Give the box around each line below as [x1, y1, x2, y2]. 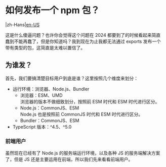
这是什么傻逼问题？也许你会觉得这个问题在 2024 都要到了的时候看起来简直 [5, 32, 161, 38]
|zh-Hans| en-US [5, 21, 39, 28]
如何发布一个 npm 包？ [5, 5, 100, 16]
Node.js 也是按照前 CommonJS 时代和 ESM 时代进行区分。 [20, 111, 143, 117]
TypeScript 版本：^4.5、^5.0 [12, 124, 72, 130]
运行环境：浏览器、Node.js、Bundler [12, 86, 90, 92]
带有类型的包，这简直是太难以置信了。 [5, 44, 85, 50]
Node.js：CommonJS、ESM [20, 104, 79, 111]
